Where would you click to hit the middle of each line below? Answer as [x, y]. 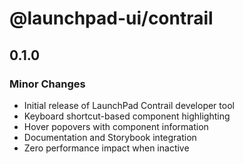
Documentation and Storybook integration [110, 137]
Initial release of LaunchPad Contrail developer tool [129, 105]
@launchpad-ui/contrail [111, 18]
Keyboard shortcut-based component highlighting [127, 116]
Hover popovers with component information [116, 126]
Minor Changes [47, 84]
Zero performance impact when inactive [106, 148]
